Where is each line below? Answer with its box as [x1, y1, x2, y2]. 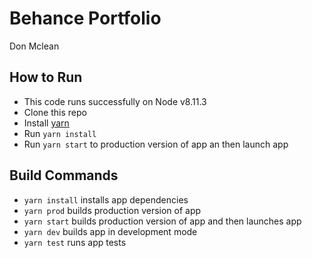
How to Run [9, 69, 83, 86]
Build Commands [9, 167, 119, 184]
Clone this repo [23, 106, 87, 118]
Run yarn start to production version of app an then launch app [23, 138, 289, 150]
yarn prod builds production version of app [23, 204, 202, 216]
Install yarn [23, 117, 70, 129]
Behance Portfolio [9, 7, 162, 30]
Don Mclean [9, 40, 60, 52]
